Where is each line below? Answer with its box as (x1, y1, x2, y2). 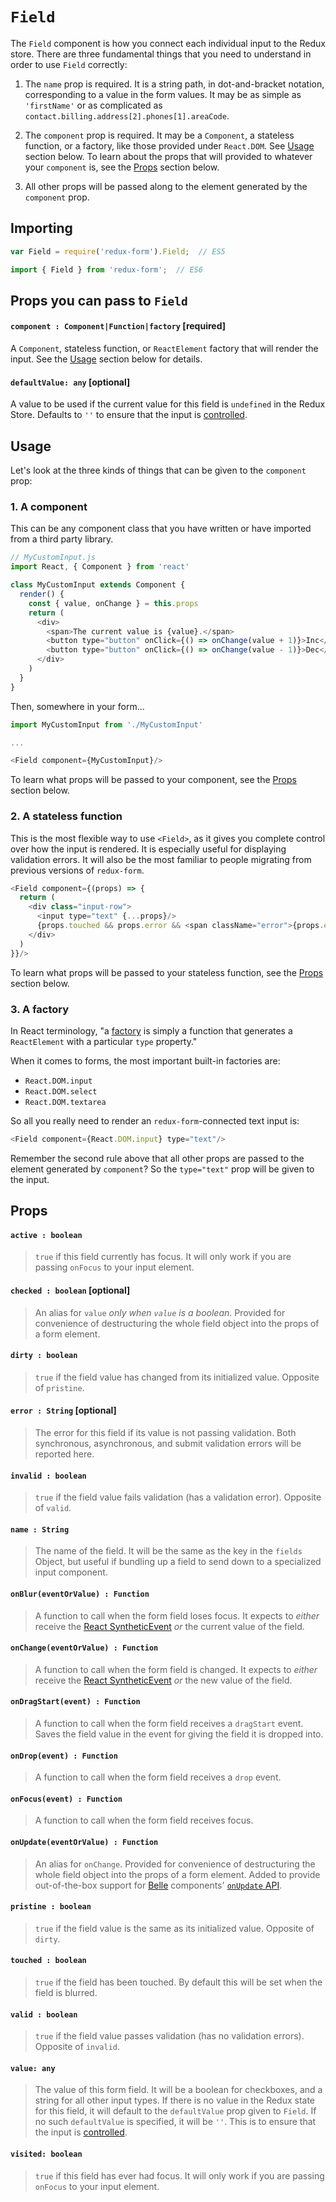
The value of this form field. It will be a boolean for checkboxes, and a (34, 2084, 323, 2096)
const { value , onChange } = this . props (28, 598, 199, 608)
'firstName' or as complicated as (24, 99, 163, 111)
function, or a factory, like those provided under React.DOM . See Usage (24, 139, 315, 152)
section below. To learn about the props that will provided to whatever (24, 150, 313, 162)
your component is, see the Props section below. (24, 161, 220, 173)
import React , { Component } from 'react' (10, 562, 190, 572)
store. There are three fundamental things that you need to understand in (10, 48, 312, 60)
